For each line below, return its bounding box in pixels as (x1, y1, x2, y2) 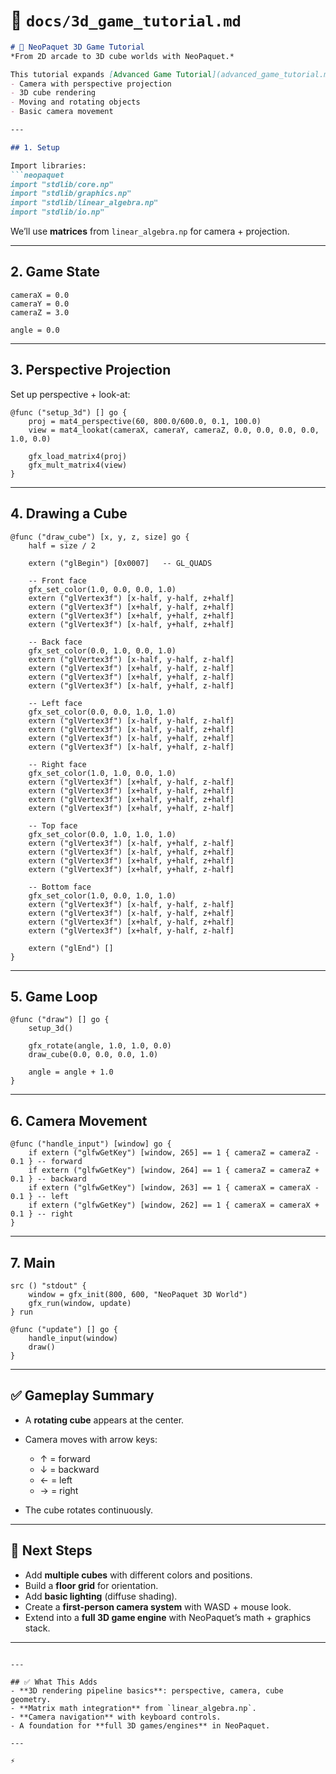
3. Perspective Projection (10, 362, 172, 379)
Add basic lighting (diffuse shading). (24, 1590, 178, 1602)
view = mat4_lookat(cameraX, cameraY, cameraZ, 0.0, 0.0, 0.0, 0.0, (28, 425, 320, 435)
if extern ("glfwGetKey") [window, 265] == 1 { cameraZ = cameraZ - (28, 1148, 320, 1158)
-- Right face (28, 759, 87, 769)
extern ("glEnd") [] (28, 943, 114, 953)
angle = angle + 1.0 (28, 1067, 114, 1078)
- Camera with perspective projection (10, 79, 172, 89)
